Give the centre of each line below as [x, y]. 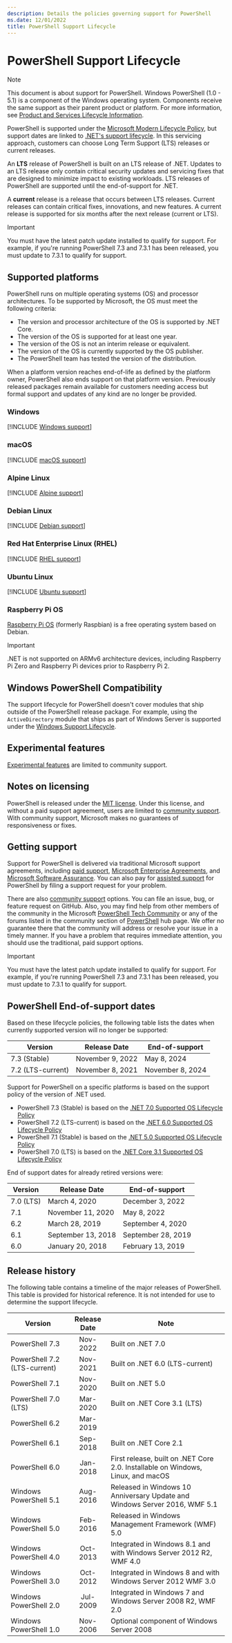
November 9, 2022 [107, 1059]
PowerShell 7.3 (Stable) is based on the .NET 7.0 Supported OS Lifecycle [120, 1108]
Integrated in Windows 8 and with [165, 1573]
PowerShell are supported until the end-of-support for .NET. [93, 186]
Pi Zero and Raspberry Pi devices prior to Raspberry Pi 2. [88, 666]
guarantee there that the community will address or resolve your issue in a [113, 928]
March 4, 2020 [72, 1202]
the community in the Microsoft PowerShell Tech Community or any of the [113, 913]
